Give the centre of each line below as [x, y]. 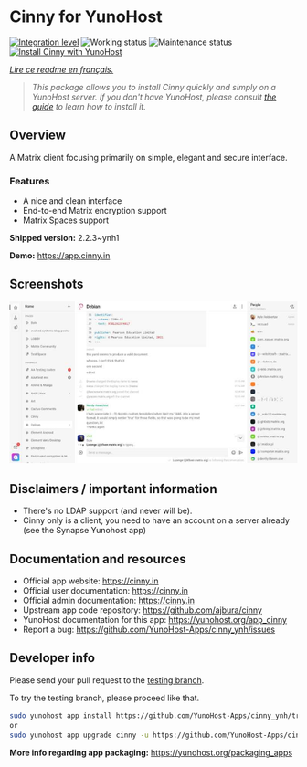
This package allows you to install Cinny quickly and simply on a [154, 87]
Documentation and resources [98, 559]
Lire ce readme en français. [62, 69]
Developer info [53, 658]
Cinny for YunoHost [86, 17]
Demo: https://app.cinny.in [60, 256]
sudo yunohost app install [61, 715]
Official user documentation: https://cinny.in [106, 591]
